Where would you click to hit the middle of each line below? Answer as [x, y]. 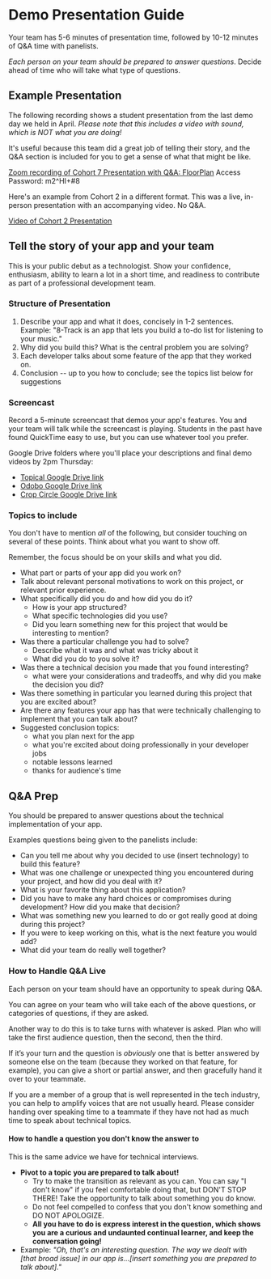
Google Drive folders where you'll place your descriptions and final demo [130, 453]
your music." [41, 338]
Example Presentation [65, 96]
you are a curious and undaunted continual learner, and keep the [143, 1232]
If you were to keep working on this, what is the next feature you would [138, 933]
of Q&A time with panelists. [53, 45]
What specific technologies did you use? [100, 616]
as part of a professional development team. [82, 283]
